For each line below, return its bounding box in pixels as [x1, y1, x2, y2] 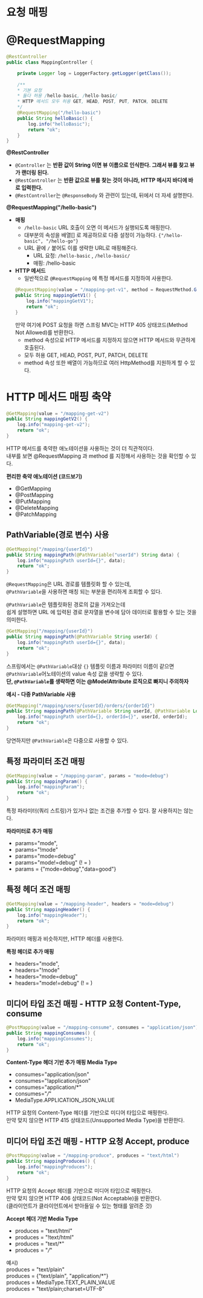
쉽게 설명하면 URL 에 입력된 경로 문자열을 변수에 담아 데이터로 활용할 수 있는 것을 [6, 609, 197, 616]
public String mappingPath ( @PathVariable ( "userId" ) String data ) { [6, 552, 180, 558]
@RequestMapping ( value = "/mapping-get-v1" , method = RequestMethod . [14, 287, 195, 293]
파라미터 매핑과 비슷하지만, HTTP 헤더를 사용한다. [6, 935, 124, 943]
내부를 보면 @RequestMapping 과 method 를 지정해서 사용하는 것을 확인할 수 [6, 452, 190, 460]
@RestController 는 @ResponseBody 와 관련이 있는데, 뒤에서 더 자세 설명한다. [14, 192, 194, 199]
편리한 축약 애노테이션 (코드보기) [6, 472, 83, 480]
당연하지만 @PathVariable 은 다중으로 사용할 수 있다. [6, 737, 129, 744]
